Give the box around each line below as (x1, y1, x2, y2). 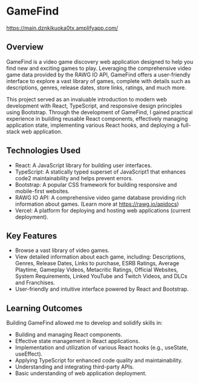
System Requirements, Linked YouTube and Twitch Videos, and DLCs (15, 273, 188, 280)
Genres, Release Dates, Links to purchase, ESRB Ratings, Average (15, 260, 180, 267)
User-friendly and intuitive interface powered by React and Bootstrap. (15, 285, 189, 293)
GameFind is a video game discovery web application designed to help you (6, 58, 194, 65)
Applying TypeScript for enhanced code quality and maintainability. (15, 357, 183, 364)
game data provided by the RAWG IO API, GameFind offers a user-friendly (6, 71, 191, 78)
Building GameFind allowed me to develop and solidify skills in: (6, 319, 163, 327)
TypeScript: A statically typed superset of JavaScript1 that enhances (15, 168, 186, 175)
